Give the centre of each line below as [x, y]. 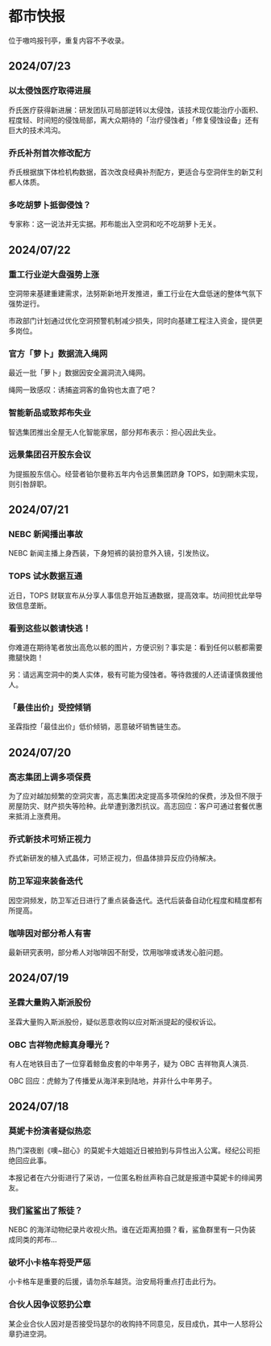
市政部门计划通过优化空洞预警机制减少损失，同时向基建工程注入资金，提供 [132, 320]
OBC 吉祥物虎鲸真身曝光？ [60, 1044]
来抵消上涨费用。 [37, 816]
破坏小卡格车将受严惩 [50, 1262]
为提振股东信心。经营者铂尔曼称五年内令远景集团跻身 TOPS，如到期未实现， [135, 473]
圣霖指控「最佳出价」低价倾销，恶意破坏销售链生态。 [97, 727]
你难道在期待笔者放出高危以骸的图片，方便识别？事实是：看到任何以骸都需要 [135, 648]
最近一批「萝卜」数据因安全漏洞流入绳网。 [79, 373]
